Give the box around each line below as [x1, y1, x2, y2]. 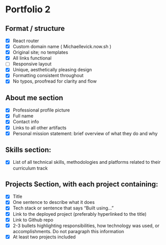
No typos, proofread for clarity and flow [12, 78, 97, 84]
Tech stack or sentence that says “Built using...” [12, 205, 114, 211]
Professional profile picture [12, 107, 70, 114]
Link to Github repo [12, 217, 54, 223]
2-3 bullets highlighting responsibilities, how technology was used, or [12, 222, 160, 229]
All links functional [12, 55, 52, 61]
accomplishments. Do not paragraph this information [12, 228, 125, 234]
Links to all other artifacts [12, 124, 67, 130]
